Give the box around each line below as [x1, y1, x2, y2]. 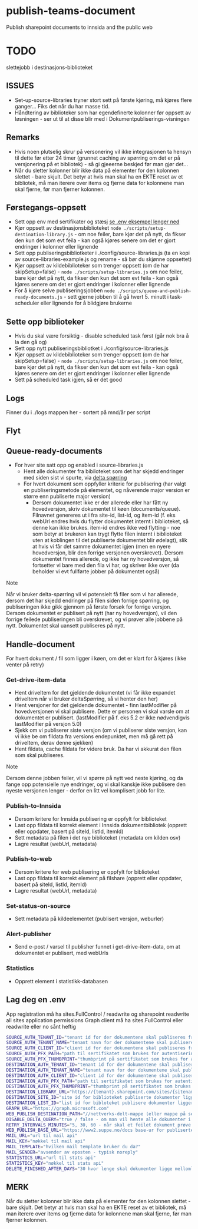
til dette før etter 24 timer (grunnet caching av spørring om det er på [14, 154, 181, 161]
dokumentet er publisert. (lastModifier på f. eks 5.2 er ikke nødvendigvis [14, 714, 190, 721]
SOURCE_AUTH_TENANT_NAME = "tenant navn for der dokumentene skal [6, 1040, 167, 1046]
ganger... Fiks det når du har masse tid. [14, 103, 110, 110]
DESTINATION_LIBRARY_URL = [6, 1089, 70, 1095]
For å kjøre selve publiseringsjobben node [14, 287, 115, 294]
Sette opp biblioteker [6, 316, 85, 326]
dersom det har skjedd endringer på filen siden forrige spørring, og [6, 597, 169, 604]
